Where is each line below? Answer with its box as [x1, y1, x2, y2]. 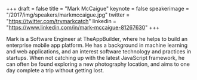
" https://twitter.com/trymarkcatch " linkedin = [6, 18, 117, 24]
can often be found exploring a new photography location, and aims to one [6, 60, 190, 68]
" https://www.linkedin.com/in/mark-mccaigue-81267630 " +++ [6, 24, 160, 31]
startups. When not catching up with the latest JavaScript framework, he [6, 55, 185, 61]
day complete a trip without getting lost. [6, 67, 104, 73]
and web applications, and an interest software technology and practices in [6, 48, 192, 55]
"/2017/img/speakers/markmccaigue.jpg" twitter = [6, 11, 130, 18]
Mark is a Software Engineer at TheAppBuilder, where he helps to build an [6, 36, 188, 42]
